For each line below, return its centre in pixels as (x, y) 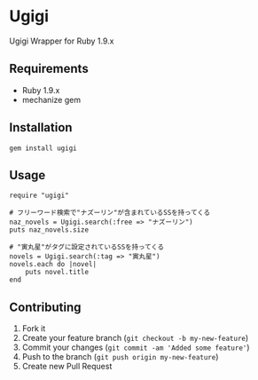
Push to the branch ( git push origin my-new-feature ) (120, 357)
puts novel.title (57, 273)
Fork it (34, 329)
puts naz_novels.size (49, 230)
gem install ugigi (43, 148)
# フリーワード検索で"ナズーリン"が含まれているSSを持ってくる (110, 213)
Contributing (45, 307)
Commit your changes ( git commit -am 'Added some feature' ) (136, 347)
